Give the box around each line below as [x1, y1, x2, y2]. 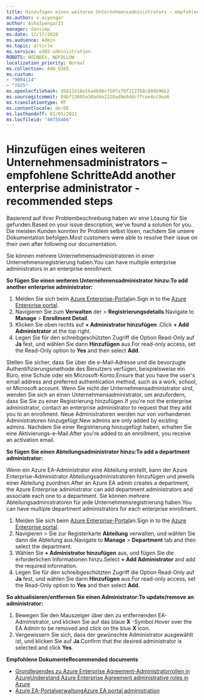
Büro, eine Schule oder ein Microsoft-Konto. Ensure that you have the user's [6, 372, 195, 379]
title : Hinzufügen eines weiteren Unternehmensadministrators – [6, 9, 172, 15]
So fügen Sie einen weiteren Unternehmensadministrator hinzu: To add [6, 277, 188, 284]
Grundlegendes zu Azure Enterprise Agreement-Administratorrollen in [15, 668, 190, 675]
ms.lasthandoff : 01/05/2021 [6, 111, 78, 117]
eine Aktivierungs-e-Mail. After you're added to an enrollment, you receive [6, 430, 191, 437]
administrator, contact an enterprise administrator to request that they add [6, 404, 192, 411]
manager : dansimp [6, 26, 50, 32]
